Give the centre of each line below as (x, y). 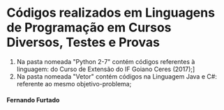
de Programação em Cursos (89, 28)
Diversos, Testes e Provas (83, 42)
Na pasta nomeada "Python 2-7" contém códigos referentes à (106, 61)
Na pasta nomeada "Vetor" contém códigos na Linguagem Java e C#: (117, 76)
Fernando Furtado (33, 100)
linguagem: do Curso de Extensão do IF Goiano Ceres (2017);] (106, 69)
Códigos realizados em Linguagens (111, 13)
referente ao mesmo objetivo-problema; (74, 84)
